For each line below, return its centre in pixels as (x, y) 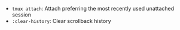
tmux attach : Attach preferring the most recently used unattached (93, 9)
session (22, 15)
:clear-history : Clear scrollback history (62, 21)
